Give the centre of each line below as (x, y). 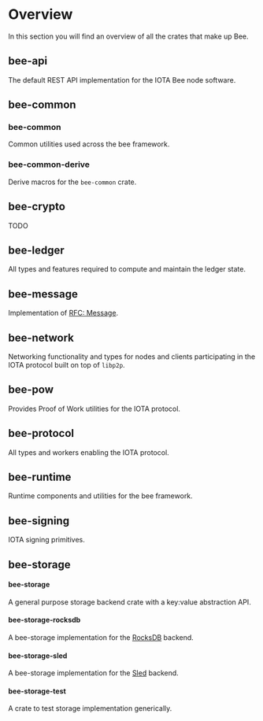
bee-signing (39, 521)
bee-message (43, 294)
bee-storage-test (37, 691)
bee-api (28, 61)
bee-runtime (40, 477)
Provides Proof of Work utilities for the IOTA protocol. (94, 409)
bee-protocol (41, 433)
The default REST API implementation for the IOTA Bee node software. (122, 79)
